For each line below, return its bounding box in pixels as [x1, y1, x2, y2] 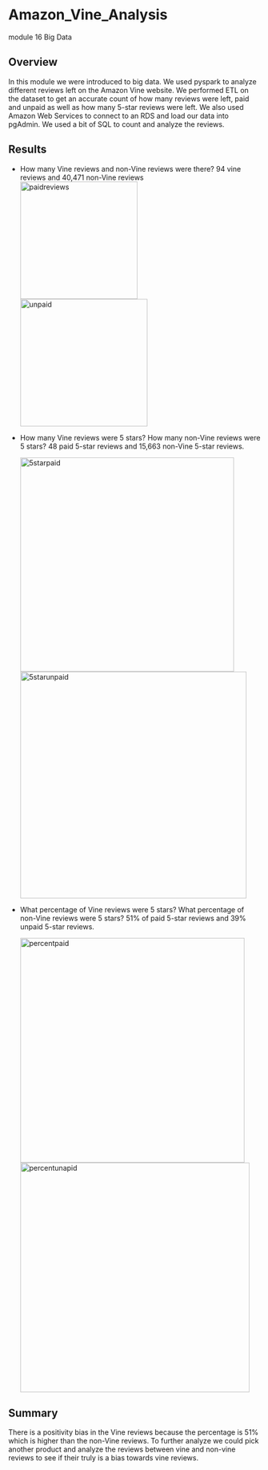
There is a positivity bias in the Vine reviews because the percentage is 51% [8, 1427, 259, 1437]
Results [8, 143, 47, 156]
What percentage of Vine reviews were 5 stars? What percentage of [19, 904, 245, 914]
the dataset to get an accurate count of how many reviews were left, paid [8, 94, 250, 104]
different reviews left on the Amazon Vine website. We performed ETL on [8, 85, 250, 95]
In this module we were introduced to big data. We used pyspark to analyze [8, 76, 258, 86]
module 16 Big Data [8, 32, 72, 42]
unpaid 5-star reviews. [19, 921, 94, 932]
